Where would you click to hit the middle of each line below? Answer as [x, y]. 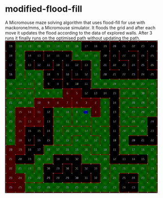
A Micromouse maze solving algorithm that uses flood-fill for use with [75, 22]
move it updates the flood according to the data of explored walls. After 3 [79, 33]
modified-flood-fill [44, 9]
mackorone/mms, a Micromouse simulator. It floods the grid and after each [80, 27]
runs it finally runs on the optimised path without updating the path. [73, 38]
